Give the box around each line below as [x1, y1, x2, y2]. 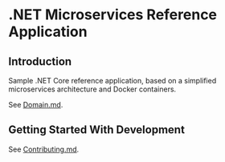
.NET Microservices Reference [8, 6, 218, 24]
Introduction [8, 55, 72, 68]
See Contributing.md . [8, 144, 80, 154]
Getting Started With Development [8, 123, 185, 137]
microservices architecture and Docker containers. [8, 84, 177, 94]
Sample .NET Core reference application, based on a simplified [8, 76, 217, 85]
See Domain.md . [8, 100, 63, 109]
